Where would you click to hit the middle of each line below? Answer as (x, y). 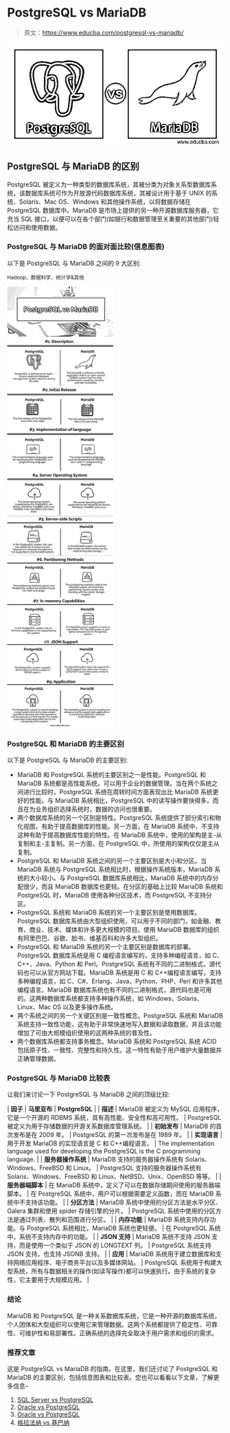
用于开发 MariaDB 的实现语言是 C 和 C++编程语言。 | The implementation (111, 1143)
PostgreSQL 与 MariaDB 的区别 (73, 167)
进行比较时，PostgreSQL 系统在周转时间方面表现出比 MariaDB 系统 (118, 792)
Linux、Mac (34, 1007)
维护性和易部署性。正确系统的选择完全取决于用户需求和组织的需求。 (121, 1333)
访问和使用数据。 (37, 227)
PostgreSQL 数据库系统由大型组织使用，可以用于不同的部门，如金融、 (116, 921)
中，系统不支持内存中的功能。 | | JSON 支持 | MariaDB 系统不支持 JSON (109, 1237)
